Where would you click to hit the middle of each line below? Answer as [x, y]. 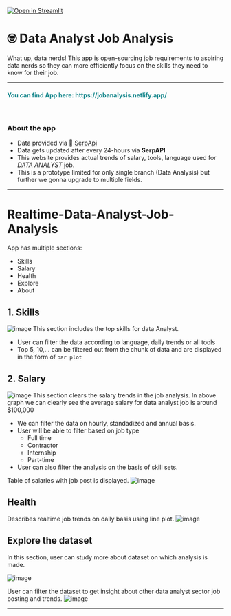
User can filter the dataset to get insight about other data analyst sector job [114, 591]
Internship [42, 453]
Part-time [41, 460]
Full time [39, 438]
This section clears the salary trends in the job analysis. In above [125, 395]
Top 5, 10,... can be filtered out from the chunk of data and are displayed [119, 350]
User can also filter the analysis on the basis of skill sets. [97, 467]
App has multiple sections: [45, 248]
